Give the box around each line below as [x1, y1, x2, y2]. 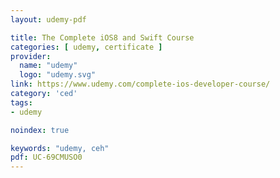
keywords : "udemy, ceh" [10, 143, 110, 153]
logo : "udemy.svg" [19, 70, 97, 80]
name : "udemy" [19, 61, 78, 71]
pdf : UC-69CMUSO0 [10, 152, 83, 163]
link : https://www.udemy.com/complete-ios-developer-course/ [10, 79, 271, 90]
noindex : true [10, 125, 70, 135]
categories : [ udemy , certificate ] [10, 42, 163, 52]
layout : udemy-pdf [10, 14, 87, 25]
